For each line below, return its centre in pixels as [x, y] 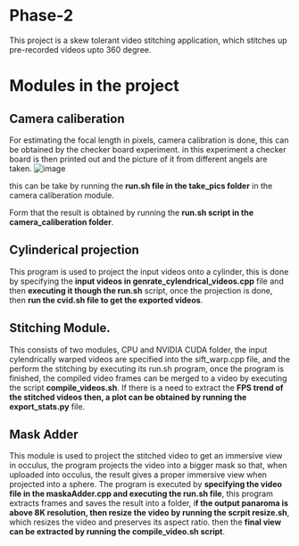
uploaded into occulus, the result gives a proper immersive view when [138, 475]
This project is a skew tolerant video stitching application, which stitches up [148, 40]
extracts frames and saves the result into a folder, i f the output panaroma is [149, 503]
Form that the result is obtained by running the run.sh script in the [132, 212]
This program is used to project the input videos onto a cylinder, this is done [149, 271]
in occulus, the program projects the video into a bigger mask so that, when [148, 466]
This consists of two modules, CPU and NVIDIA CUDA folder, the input [138, 350]
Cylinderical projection [75, 250]
